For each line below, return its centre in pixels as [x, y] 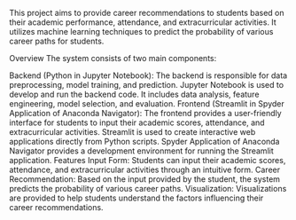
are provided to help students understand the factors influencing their [136, 198]
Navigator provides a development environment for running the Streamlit [141, 151]
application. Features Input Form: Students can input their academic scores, [148, 160]
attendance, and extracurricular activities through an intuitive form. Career [145, 169]
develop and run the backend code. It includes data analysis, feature [134, 94]
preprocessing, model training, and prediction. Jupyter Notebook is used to [147, 85]
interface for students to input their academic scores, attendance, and [137, 122]
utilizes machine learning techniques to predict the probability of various [141, 31]
